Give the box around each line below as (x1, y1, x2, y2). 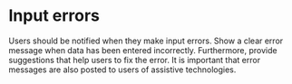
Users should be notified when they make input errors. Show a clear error (8, 35, 284, 46)
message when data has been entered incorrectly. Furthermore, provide (8, 44, 277, 55)
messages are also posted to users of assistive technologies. (8, 64, 237, 75)
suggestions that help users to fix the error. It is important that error (8, 54, 260, 65)
